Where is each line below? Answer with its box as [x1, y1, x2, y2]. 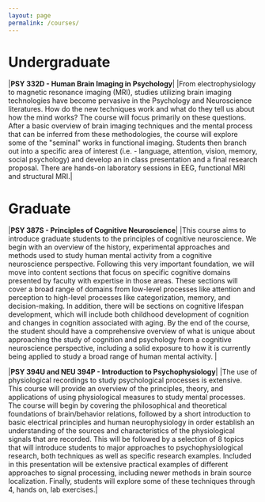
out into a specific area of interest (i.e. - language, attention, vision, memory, [8, 146, 258, 156]
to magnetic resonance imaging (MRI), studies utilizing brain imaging [8, 88, 232, 97]
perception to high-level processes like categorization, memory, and [8, 293, 231, 302]
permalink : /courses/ [8, 19, 80, 27]
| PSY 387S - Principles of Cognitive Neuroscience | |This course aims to [8, 226, 247, 235]
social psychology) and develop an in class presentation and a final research [8, 155, 258, 165]
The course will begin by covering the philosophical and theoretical [8, 401, 227, 410]
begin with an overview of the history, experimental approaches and [8, 242, 231, 252]
